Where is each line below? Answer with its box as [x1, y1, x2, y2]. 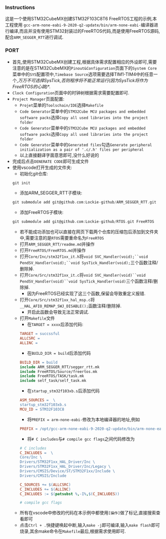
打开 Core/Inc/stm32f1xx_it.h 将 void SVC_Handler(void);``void [19, 253, 148, 259]
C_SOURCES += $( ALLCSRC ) [19, 482, 71, 487]
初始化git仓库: [19, 170, 48, 176]
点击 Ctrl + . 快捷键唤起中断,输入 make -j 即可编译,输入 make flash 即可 [19, 522, 160, 528]
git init [12, 180, 31, 185]
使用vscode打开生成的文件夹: [12, 165, 73, 170]
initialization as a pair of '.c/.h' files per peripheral [19, 147, 144, 152]
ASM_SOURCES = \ [19, 398, 56, 403]
